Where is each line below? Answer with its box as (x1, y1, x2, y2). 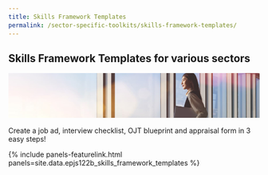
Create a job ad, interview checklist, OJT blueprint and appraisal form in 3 (8, 126, 251, 135)
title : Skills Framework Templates (8, 13, 127, 21)
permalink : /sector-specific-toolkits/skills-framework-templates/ (8, 21, 238, 29)
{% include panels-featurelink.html (8, 150, 123, 159)
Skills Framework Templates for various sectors (8, 52, 251, 65)
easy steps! (8, 134, 46, 143)
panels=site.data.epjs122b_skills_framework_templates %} (8, 157, 200, 167)
